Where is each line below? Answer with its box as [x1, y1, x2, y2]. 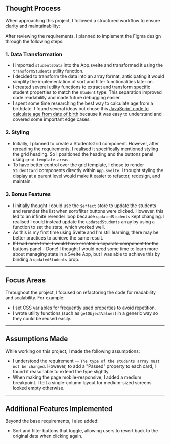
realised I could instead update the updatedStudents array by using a [12, 218, 155, 225]
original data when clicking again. [12, 433, 83, 439]
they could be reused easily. [12, 315, 72, 321]
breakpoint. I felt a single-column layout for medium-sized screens [12, 380, 152, 386]
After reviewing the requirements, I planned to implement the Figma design [5, 32, 161, 39]
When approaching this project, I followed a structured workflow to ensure [5, 17, 160, 23]
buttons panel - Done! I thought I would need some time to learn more [12, 246, 158, 252]
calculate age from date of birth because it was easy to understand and [12, 111, 162, 117]
